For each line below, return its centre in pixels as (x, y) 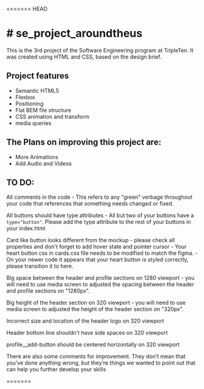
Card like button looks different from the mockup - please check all (91, 240)
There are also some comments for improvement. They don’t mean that (96, 357)
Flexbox (25, 97)
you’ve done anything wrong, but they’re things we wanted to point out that (101, 363)
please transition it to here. (40, 266)
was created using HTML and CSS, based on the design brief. (84, 57)
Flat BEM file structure (43, 110)
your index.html (26, 229)
